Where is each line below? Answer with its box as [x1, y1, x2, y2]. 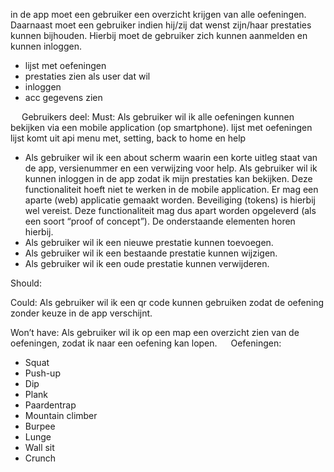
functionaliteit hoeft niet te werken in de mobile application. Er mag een [24, 184, 319, 195]
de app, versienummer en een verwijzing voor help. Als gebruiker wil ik [24, 162, 318, 174]
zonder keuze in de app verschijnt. [10, 307, 153, 319]
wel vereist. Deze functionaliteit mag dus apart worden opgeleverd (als [24, 205, 317, 216]
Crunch [24, 452, 57, 464]
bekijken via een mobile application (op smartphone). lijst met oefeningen [10, 122, 313, 133]
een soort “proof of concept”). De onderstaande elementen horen [24, 215, 296, 227]
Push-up [24, 367, 61, 379]
